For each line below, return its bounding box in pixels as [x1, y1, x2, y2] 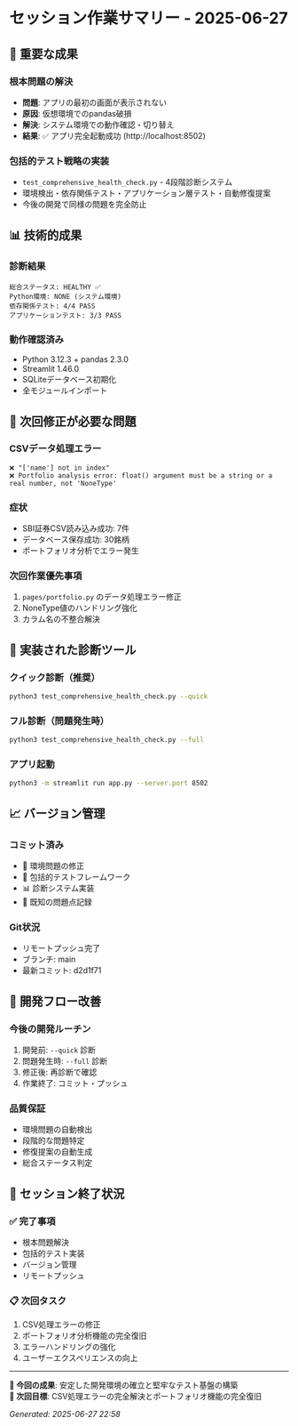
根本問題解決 [21, 1237, 69, 1247]
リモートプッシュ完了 [21, 943, 100, 954]
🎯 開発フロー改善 [9, 994, 102, 1009]
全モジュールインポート [21, 385, 108, 396]
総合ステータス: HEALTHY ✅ [9, 282, 101, 292]
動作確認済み [9, 333, 65, 345]
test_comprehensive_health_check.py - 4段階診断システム [21, 177, 233, 188]
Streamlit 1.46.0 [21, 364, 80, 375]
